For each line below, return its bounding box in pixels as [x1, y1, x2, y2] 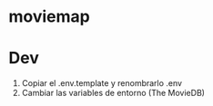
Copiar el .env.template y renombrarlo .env [21, 78, 183, 89]
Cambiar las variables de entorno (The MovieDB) [21, 88, 206, 99]
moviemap [8, 6, 90, 27]
